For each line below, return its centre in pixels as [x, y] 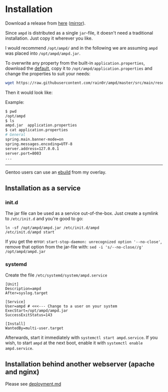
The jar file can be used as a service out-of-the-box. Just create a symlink [82, 213]
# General [15, 135]
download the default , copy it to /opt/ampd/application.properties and [79, 68]
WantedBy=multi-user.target [34, 328]
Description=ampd [23, 289]
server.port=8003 [23, 153]
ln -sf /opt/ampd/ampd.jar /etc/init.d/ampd [52, 228]
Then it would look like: [29, 92]
